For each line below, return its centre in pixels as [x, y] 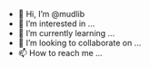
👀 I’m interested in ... [56, 24]
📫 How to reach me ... [60, 53]
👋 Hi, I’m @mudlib [51, 14]
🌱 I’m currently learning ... [66, 33]
